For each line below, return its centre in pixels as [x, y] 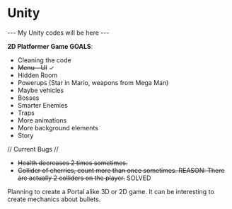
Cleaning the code [45, 60]
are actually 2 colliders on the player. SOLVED [84, 178]
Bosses [28, 98]
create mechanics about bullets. [54, 199]
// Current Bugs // [33, 149]
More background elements [58, 128]
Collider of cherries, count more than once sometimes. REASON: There [121, 170]
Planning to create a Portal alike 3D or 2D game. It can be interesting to [111, 191]
